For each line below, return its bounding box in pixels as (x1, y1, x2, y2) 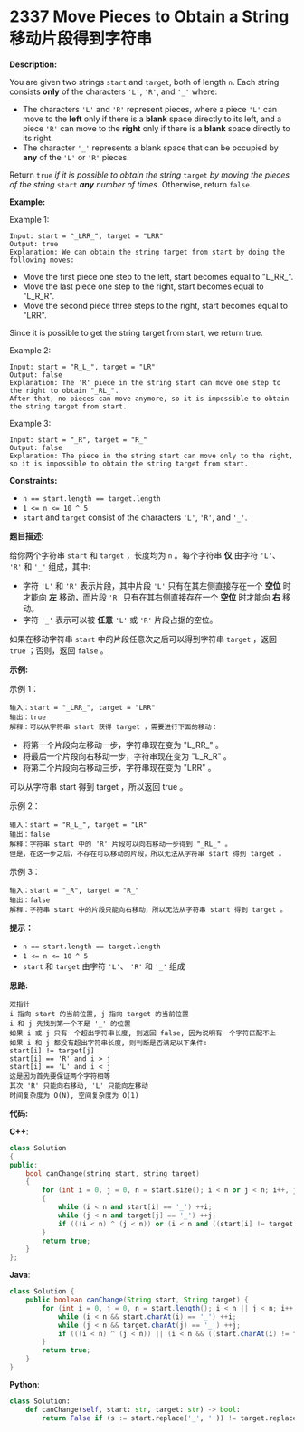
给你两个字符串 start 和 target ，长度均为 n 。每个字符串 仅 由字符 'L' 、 (9, 550, 280, 561)
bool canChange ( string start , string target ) (25, 1168, 201, 1178)
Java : (9, 1270, 31, 1281)
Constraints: (9, 475, 58, 485)
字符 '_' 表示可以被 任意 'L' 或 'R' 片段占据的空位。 (22, 614, 218, 625)
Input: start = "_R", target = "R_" (9, 435, 147, 445)
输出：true (9, 713, 47, 722)
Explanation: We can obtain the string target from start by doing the (9, 247, 285, 256)
